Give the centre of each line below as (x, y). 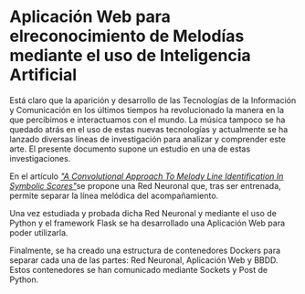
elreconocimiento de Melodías (127, 36)
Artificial (43, 75)
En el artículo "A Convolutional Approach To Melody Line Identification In (147, 176)
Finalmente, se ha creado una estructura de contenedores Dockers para (145, 250)
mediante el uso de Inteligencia (130, 56)
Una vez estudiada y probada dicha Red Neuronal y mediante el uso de (143, 213)
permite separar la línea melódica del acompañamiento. (114, 195)
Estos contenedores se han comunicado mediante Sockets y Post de (138, 269)
